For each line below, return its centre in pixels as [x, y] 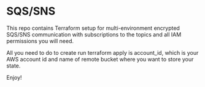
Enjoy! [14, 77]
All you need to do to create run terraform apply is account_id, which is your [102, 52]
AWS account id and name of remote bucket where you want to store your [100, 59]
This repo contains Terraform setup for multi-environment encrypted [93, 28]
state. [14, 66]
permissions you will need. [40, 41]
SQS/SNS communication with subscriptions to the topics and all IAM [94, 34]
